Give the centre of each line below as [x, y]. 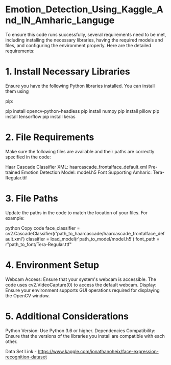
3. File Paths [32, 198]
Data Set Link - [21, 351]
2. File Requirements [50, 137]
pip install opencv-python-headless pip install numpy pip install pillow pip [82, 111]
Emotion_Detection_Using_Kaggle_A [84, 9]
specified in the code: [28, 157]
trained [13, 172]
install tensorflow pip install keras [40, 116]
